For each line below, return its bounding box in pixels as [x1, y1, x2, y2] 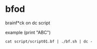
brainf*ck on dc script [5, 20, 50, 26]
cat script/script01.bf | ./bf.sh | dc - [5, 39, 93, 44]
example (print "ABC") [5, 29, 51, 35]
